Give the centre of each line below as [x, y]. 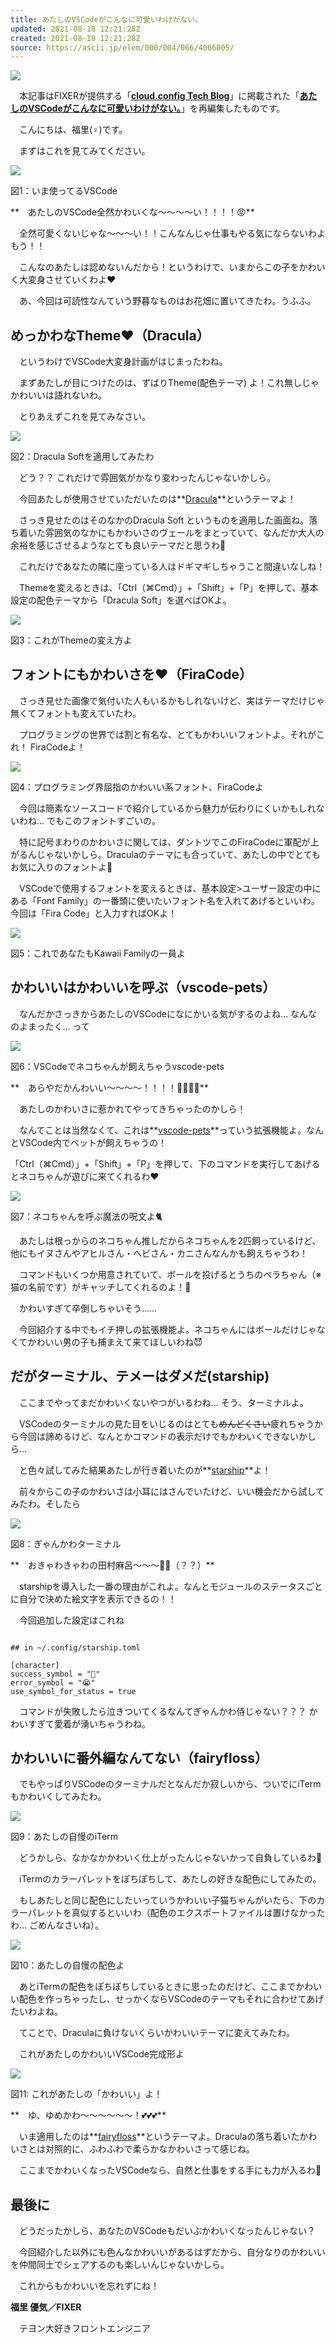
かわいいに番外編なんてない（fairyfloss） [139, 1757]
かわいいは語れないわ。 [58, 395]
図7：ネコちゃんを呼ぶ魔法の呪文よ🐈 [86, 1216]
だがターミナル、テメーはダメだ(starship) [140, 1376]
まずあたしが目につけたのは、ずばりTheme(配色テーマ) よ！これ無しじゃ [169, 383]
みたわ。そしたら [45, 1503]
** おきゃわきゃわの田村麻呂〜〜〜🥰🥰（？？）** [112, 1565]
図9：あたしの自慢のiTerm [64, 1837]
